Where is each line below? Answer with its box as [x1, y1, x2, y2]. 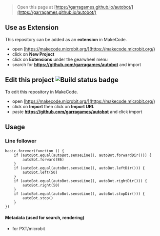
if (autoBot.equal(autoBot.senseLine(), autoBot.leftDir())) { [14, 166, 145, 171]
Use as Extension [5, 24, 59, 32]
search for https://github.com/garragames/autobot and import [12, 61, 141, 68]
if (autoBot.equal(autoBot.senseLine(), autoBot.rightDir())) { [14, 179, 147, 184]
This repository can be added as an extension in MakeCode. [5, 36, 127, 42]
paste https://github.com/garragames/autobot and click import [12, 109, 142, 115]
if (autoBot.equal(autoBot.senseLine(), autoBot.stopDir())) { [14, 191, 145, 196]
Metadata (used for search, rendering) [5, 214, 84, 220]
